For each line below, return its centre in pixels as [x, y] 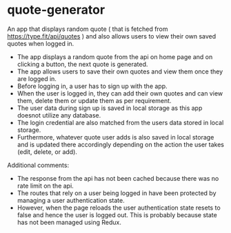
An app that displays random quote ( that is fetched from [88, 29]
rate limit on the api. [45, 186]
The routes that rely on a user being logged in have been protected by [117, 193]
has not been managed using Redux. [69, 222]
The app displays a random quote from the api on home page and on [115, 56]
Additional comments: [38, 165]
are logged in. [37, 78]
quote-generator [56, 10]
